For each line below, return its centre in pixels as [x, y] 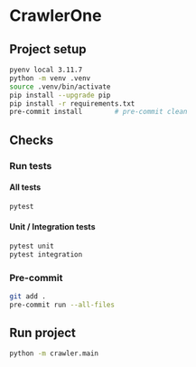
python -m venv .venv [50, 78]
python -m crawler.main [54, 353]
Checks [32, 140]
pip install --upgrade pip [60, 95]
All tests [25, 187]
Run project [43, 333]
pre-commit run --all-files [62, 305]
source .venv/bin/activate [60, 87]
